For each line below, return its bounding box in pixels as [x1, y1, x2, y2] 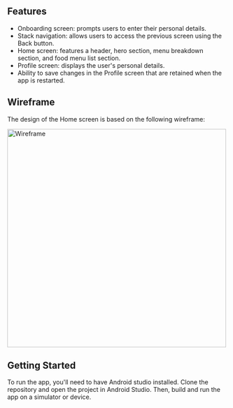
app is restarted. [17, 76, 65, 85]
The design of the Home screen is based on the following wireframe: [7, 115, 205, 123]
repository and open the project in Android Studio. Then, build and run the [7, 386, 220, 394]
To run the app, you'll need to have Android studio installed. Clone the [7, 378, 209, 386]
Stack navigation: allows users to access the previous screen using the [17, 31, 223, 40]
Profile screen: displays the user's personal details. [17, 61, 165, 69]
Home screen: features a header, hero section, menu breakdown [17, 46, 204, 54]
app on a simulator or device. [7, 393, 92, 401]
